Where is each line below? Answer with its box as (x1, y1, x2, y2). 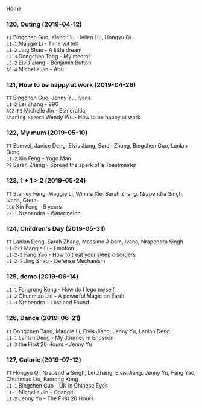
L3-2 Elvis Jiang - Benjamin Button (6, 59, 92, 66)
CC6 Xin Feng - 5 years (6, 202, 62, 210)
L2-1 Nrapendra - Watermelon (6, 209, 81, 216)
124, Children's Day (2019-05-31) (6, 224, 106, 233)
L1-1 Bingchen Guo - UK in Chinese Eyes (6, 381, 108, 389)
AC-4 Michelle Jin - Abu (6, 65, 65, 72)
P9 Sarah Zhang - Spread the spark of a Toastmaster (6, 162, 137, 169)
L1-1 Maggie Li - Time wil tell (6, 40, 78, 47)
